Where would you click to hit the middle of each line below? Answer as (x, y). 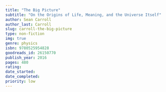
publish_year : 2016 (26, 57)
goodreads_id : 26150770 (31, 53)
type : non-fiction (25, 34)
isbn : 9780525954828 (27, 48)
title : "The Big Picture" (33, 10)
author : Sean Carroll (28, 19)
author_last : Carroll (28, 24)
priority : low (20, 81)
